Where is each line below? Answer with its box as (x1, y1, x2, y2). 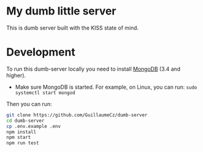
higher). (6, 71, 26, 79)
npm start (6, 135, 32, 141)
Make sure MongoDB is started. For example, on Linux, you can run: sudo (15, 83, 198, 90)
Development (6, 45, 76, 59)
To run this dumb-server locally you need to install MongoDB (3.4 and (6, 65, 181, 72)
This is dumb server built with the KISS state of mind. (6, 24, 139, 31)
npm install (6, 128, 36, 135)
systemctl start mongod (15, 89, 76, 96)
